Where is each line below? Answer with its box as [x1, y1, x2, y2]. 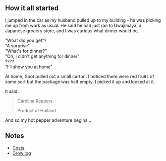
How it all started [5, 4, 58, 12]
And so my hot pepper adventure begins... [5, 117, 92, 123]
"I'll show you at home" [5, 64, 53, 70]
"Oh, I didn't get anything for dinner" [5, 53, 80, 59]
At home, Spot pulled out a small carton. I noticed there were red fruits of [5, 73, 155, 79]
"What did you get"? [5, 37, 47, 43]
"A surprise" [5, 42, 30, 49]
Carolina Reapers [17, 98, 53, 104]
